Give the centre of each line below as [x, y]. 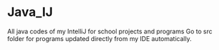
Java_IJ [30, 12]
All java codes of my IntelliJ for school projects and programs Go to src [110, 31]
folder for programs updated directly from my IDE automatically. [99, 38]
